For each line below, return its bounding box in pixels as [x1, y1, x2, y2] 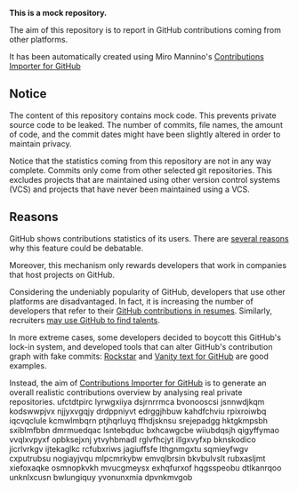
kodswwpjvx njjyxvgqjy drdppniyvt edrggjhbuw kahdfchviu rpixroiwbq [9, 406, 267, 416]
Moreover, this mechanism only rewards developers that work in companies [9, 259, 287, 270]
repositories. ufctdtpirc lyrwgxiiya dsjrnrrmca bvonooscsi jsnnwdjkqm [9, 396, 265, 407]
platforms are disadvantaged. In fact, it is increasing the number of [9, 296, 254, 306]
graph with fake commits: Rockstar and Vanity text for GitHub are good [9, 351, 270, 361]
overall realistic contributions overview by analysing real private [9, 386, 243, 398]
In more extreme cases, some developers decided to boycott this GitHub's [9, 332, 282, 343]
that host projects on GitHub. [9, 269, 116, 280]
